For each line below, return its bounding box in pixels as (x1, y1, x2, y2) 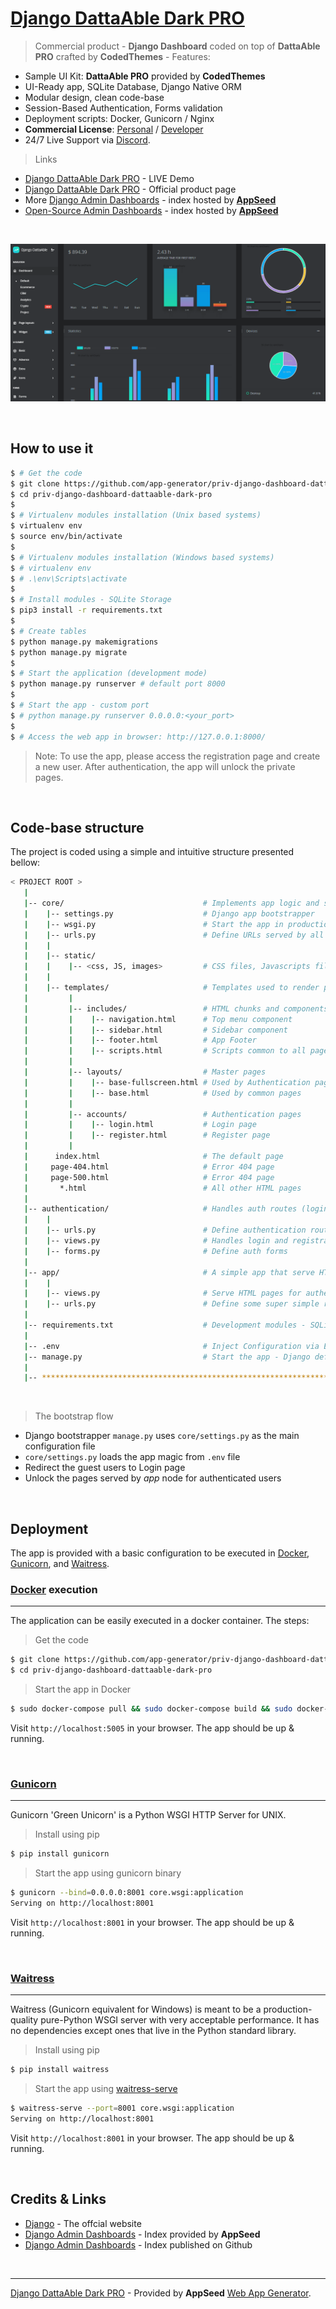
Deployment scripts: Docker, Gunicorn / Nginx (24, 112, 215, 124)
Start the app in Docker (34, 1683, 132, 1696)
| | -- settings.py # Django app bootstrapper (23, 908, 315, 919)
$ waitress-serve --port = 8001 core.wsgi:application (10, 2103, 235, 2114)
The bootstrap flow (34, 1410, 114, 1422)
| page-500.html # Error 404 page (23, 1172, 275, 1182)
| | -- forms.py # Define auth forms (23, 1246, 288, 1256)
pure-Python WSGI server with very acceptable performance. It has (40, 2014, 320, 2026)
